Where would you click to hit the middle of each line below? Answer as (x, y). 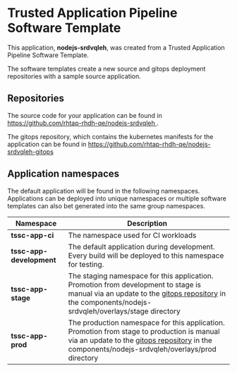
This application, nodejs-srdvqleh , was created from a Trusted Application (116, 47)
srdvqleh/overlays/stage (109, 311)
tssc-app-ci (32, 235)
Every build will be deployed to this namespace (146, 256)
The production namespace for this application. (147, 323)
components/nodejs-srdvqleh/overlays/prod (142, 349)
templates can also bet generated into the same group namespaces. (107, 205)
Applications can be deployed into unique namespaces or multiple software (117, 198)
